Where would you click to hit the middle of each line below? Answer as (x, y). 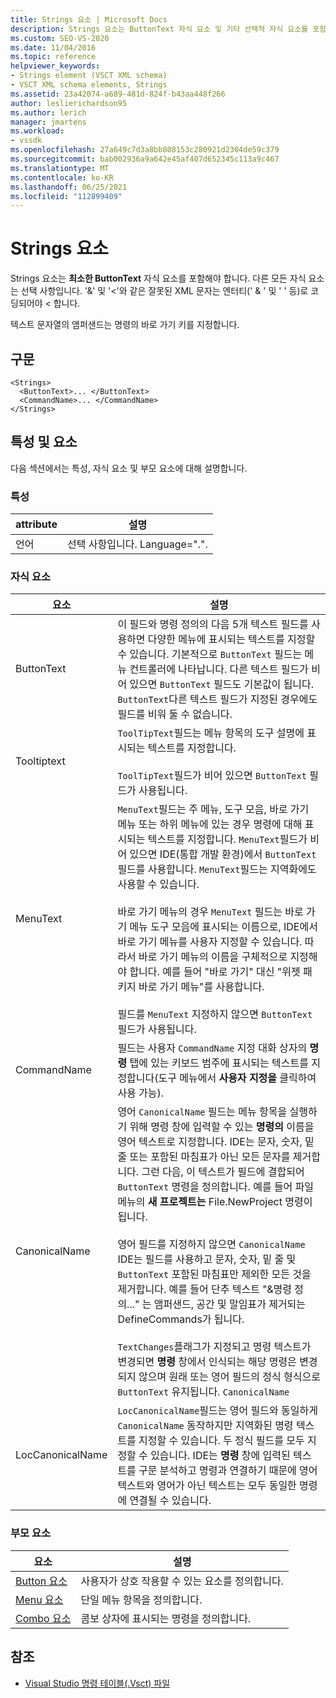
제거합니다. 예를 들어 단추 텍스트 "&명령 (204, 1289)
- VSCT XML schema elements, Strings (89, 85)
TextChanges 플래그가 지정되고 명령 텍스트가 (214, 1347)
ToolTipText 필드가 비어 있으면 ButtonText (212, 776)
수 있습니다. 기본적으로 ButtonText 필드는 (210, 654)
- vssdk (26, 141)
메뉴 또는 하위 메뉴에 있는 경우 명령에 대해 (210, 824)
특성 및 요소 (44, 442)
